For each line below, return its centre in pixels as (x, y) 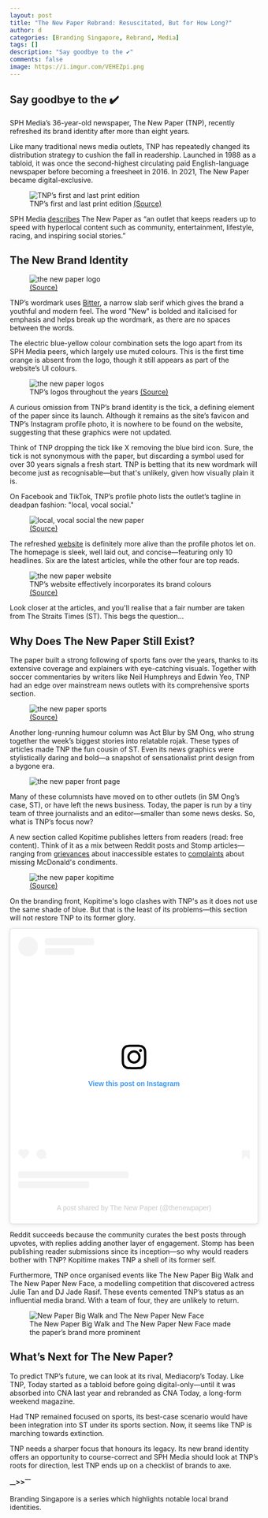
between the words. (42, 328)
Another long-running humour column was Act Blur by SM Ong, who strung (132, 733)
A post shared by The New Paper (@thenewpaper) (134, 1208)
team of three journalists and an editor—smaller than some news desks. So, (132, 814)
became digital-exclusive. (52, 180)
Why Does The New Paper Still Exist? (102, 641)
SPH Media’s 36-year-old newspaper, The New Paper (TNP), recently (123, 122)
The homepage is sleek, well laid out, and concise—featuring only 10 (121, 552)
